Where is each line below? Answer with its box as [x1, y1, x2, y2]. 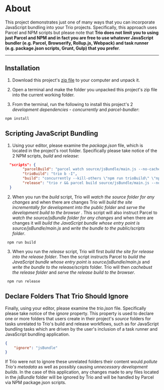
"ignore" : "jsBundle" [14, 345, 58, 350]
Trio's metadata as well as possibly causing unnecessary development [5, 364, 148, 370]
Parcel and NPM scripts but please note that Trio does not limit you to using [5, 29, 159, 35]
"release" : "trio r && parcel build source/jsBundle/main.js [22, 181, 150, 185]
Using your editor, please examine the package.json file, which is [12, 142, 143, 148]
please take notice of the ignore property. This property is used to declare [5, 310, 154, 316]
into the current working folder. [12, 92, 75, 98]
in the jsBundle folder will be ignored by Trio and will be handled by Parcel [5, 374, 154, 380]
